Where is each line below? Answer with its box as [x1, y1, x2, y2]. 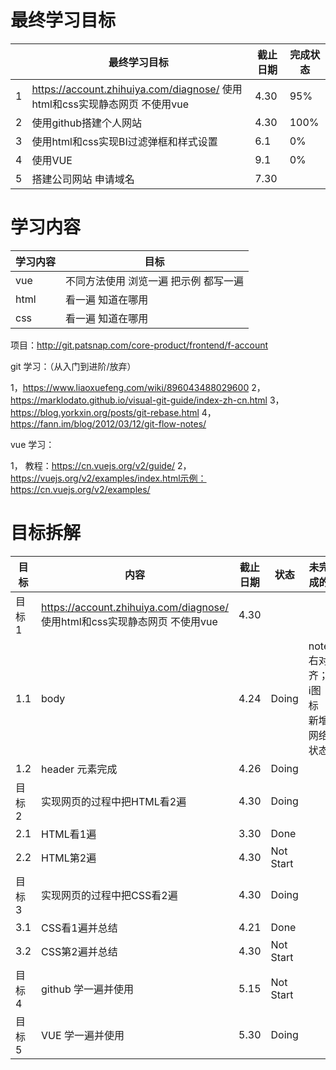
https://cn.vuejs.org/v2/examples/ [10, 483, 151, 495]
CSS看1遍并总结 [41, 921, 118, 935]
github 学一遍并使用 [41, 982, 134, 996]
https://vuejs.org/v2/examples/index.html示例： [10, 472, 207, 484]
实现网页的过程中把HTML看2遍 [41, 794, 187, 808]
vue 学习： [10, 438, 55, 450]
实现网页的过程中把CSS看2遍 [41, 888, 178, 902]
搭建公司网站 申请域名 [31, 172, 135, 186]
